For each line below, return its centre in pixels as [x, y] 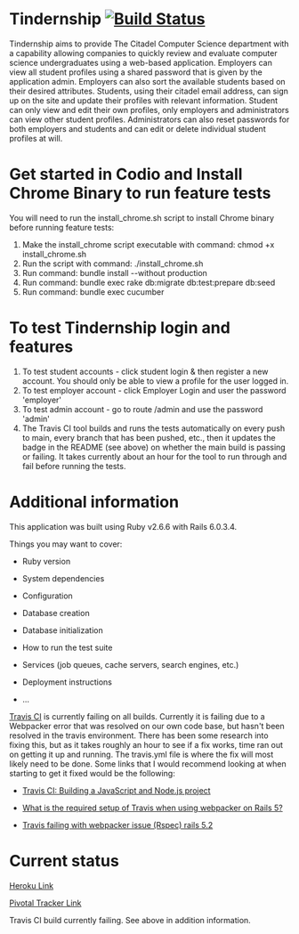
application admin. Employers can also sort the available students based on [148, 81]
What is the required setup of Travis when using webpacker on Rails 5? [152, 808]
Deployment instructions [67, 682]
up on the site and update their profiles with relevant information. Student [144, 100]
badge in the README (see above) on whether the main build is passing [154, 447]
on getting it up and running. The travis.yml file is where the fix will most [141, 754]
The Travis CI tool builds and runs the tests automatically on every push [154, 428]
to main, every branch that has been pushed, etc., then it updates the [149, 437]
